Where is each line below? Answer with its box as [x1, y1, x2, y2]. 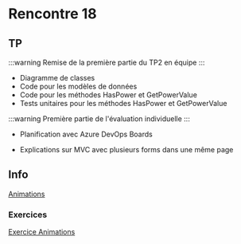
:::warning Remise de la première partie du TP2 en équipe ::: [8, 57, 205, 67]
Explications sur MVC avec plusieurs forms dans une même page [19, 145, 234, 154]
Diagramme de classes [19, 73, 95, 82]
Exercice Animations [8, 227, 76, 237]
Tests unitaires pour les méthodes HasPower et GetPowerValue [19, 99, 227, 108]
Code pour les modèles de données [19, 81, 138, 91]
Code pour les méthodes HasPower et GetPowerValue [19, 90, 197, 100]
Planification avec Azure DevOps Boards [19, 129, 153, 139]
